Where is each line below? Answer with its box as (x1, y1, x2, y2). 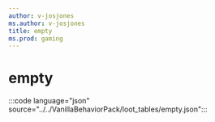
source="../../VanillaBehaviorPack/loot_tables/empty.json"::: (8, 104, 209, 114)
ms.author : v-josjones (8, 19, 85, 27)
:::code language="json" (8, 96, 90, 106)
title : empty (8, 27, 53, 35)
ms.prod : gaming (8, 34, 63, 43)
